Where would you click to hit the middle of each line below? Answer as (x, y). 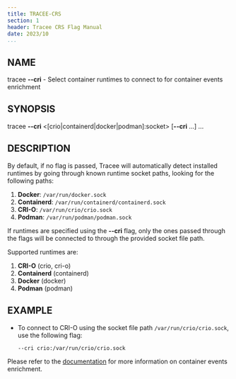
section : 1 (23, 21)
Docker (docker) (42, 281)
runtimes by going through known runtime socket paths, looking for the (111, 173)
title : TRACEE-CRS (34, 14)
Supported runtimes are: (43, 251)
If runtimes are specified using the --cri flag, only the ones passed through (117, 230)
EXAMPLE (30, 311)
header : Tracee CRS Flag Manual (55, 27)
